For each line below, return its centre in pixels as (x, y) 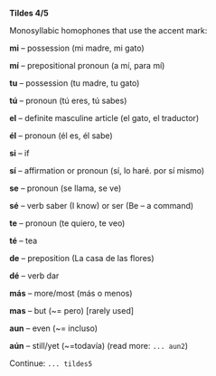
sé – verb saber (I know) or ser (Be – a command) (102, 206)
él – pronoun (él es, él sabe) (61, 136)
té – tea (23, 240)
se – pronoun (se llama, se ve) (66, 188)
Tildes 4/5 (29, 13)
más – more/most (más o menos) (71, 293)
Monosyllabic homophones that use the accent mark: (108, 30)
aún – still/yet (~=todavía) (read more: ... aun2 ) (99, 346)
